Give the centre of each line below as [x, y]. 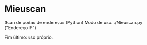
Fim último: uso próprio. [29, 37]
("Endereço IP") [20, 27]
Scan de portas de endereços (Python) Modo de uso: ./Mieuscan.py [73, 22]
